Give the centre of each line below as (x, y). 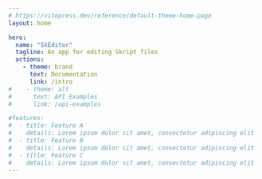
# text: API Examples (53, 96)
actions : (30, 60)
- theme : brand (48, 67)
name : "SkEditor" (44, 45)
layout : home (30, 23)
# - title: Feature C (46, 155)
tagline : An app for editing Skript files (87, 53)
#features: (26, 119)
